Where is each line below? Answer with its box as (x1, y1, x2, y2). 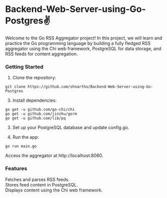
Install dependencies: (12, 97, 57, 103)
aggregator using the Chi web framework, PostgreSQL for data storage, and (5, 45, 161, 51)
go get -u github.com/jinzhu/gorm (5, 111, 77, 117)
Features (5, 165, 27, 172)
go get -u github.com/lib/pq (5, 116, 66, 121)
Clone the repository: (12, 75, 56, 81)
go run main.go (5, 144, 37, 149)
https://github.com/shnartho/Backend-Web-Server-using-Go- (27, 84, 153, 89)
